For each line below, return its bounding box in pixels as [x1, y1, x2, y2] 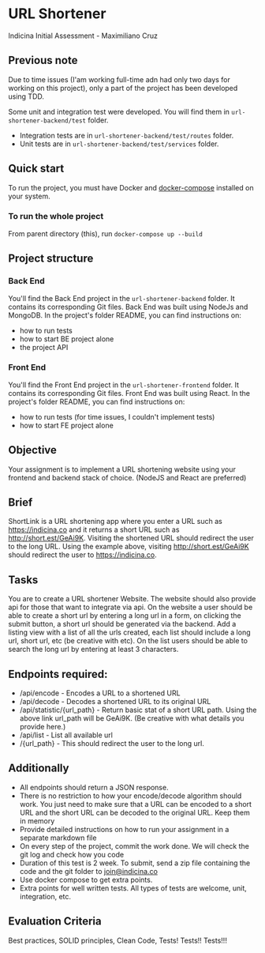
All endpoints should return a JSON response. [19, 782, 169, 792]
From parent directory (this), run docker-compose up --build [8, 228, 203, 238]
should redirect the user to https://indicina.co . [8, 550, 158, 559]
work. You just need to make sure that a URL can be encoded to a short [19, 799, 252, 808]
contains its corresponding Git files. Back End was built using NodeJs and [8, 302, 248, 311]
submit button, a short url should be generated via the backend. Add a [8, 620, 237, 629]
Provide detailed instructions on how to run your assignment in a [19, 824, 230, 834]
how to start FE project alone [19, 420, 114, 430]
